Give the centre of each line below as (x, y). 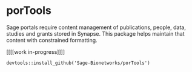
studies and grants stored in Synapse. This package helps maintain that (95, 33)
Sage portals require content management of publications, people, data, (96, 27)
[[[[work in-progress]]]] (36, 51)
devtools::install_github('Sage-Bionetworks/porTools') (78, 63)
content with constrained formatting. (52, 40)
